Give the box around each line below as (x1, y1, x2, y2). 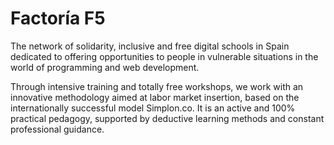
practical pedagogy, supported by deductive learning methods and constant (10, 112, 325, 124)
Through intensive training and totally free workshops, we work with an (10, 80, 304, 92)
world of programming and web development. (10, 61, 200, 73)
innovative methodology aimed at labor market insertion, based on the (10, 91, 300, 103)
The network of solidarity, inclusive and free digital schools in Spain (10, 40, 290, 52)
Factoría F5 (10, 7, 106, 30)
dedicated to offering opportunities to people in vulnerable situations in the (10, 50, 319, 62)
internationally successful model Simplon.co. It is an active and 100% (10, 102, 296, 114)
